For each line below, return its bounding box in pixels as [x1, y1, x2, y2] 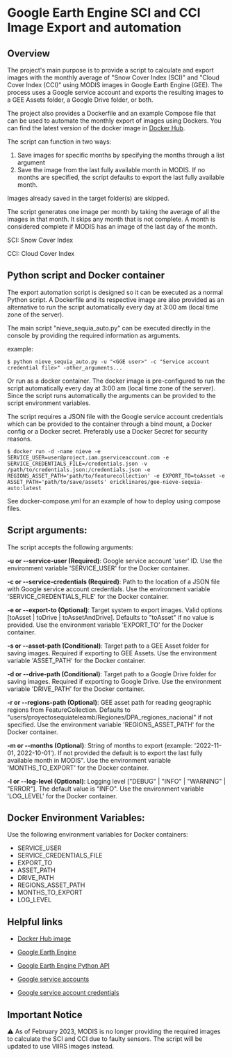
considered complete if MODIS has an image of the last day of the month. [7, 222, 217, 231]
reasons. [7, 434, 33, 443]
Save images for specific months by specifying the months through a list [17, 151, 225, 159]
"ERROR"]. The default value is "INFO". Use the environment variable [7, 784, 204, 793]
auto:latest [7, 485, 42, 492]
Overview [7, 47, 51, 59]
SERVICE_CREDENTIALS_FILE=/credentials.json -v [7, 460, 148, 467]
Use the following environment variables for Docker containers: [7, 830, 189, 839]
